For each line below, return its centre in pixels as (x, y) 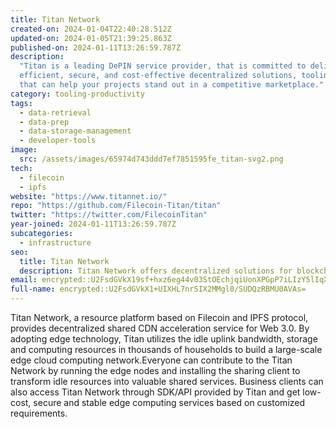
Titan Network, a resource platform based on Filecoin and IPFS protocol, (159, 317)
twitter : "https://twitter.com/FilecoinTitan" (109, 215)
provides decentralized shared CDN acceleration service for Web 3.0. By (160, 328)
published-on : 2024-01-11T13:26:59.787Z (96, 47)
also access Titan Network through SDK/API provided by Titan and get (155, 392)
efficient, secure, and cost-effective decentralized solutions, (158, 76)
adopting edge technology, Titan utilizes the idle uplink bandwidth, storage (164, 339)
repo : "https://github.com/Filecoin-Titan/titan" (116, 206)
